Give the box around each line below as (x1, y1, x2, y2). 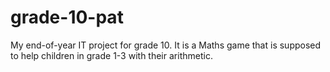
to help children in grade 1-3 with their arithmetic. (10, 49, 213, 61)
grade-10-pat (10, 6, 124, 29)
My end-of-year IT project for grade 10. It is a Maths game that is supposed (10, 39, 322, 51)
